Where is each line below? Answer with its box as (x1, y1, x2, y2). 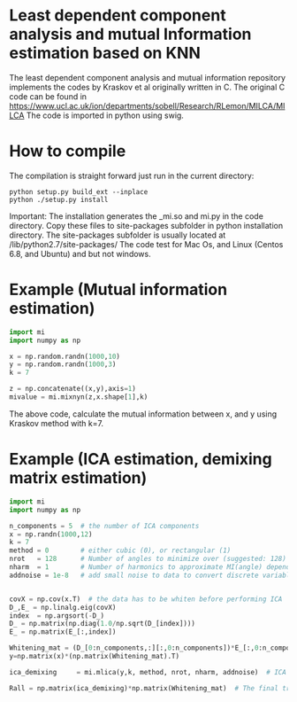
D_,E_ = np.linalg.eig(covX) (9, 603, 117, 612)
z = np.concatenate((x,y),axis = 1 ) (9, 385, 137, 394)
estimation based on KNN (9, 43, 201, 63)
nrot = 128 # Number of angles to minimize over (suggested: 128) (9, 555, 287, 564)
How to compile (9, 141, 126, 161)
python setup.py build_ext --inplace (9, 187, 148, 196)
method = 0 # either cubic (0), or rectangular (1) (9, 546, 232, 555)
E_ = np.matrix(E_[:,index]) (9, 628, 117, 636)
